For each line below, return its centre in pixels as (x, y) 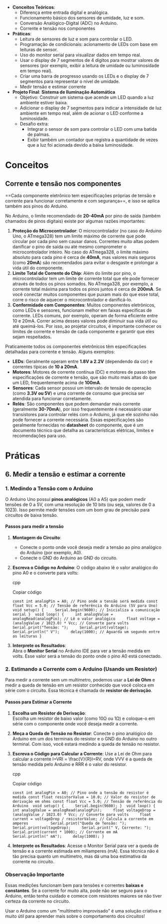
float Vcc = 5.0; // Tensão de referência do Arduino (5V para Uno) (85, 606)
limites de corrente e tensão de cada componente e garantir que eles (83, 332)
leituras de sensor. (39, 50)
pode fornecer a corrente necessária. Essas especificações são (78, 420)
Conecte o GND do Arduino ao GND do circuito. (69, 558)
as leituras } (27, 636)
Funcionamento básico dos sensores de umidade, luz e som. (82, 18)
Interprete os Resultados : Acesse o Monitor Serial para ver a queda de (85, 846)
